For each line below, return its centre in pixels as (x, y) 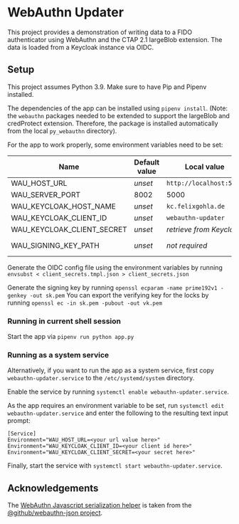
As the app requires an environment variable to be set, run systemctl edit (116, 406)
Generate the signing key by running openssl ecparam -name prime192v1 (113, 287)
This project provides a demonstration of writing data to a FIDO (100, 32)
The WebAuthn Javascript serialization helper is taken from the (100, 505)
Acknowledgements (53, 488)
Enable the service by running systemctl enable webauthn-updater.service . (118, 392)
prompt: (19, 421)
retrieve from (188, 229)
